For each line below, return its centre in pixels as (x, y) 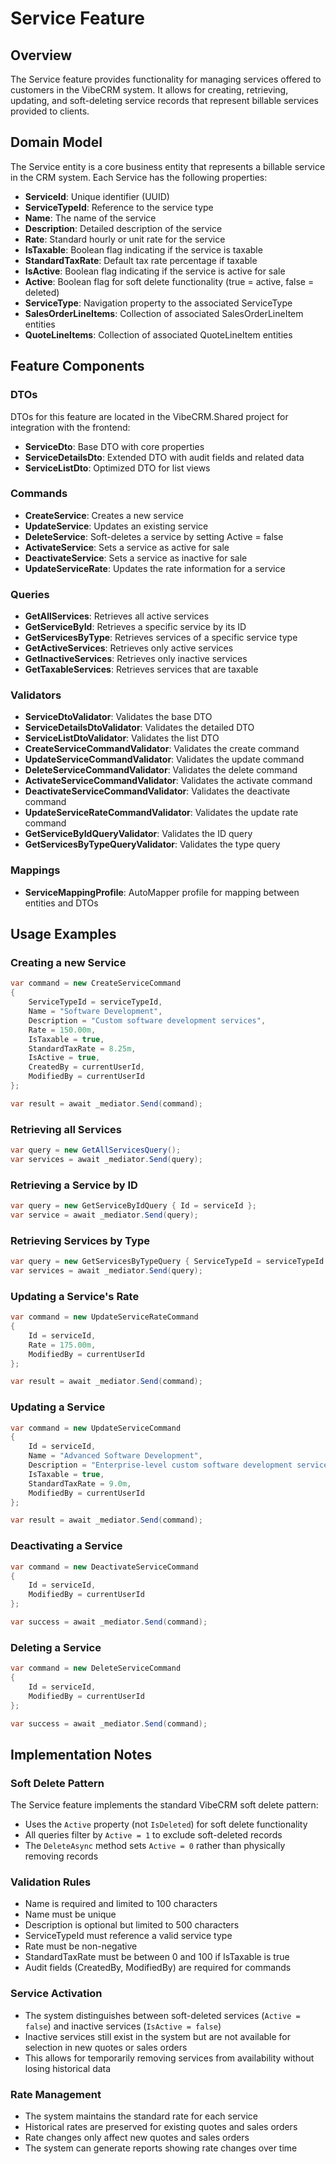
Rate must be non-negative (81, 1946)
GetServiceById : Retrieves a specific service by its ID (135, 627)
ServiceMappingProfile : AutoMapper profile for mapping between (162, 892)
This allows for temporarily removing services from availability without (169, 2058)
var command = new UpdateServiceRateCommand (104, 1317)
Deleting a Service (56, 1647)
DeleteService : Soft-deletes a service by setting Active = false (154, 536)
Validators (36, 695)
